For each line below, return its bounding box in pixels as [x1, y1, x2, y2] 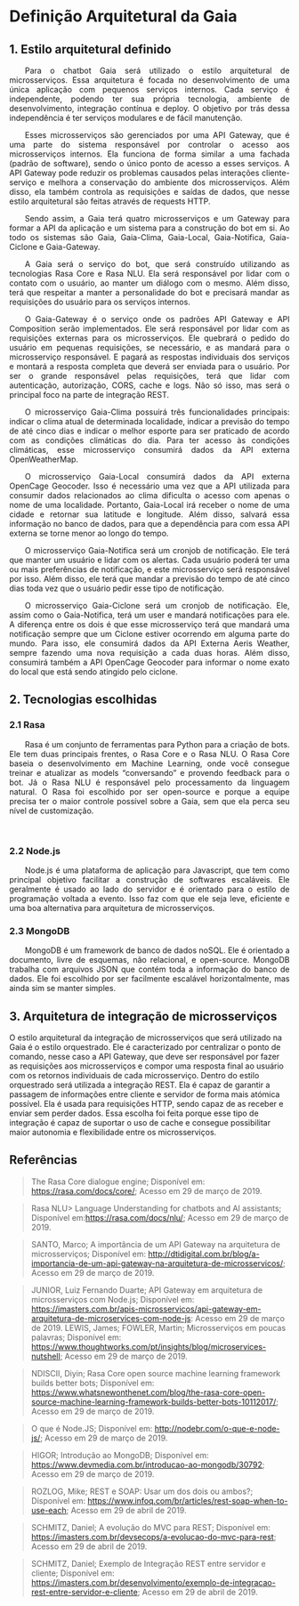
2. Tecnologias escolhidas [9, 692, 158, 707]
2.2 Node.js [9, 844, 61, 857]
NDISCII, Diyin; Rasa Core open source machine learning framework [30, 1368, 281, 1378]
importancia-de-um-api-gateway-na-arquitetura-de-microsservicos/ [30, 1257, 283, 1269]
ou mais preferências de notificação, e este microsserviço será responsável [9, 564, 290, 575]
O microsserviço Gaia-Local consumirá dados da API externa [25, 472, 290, 481]
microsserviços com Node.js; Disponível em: [30, 1294, 195, 1304]
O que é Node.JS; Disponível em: [30, 1423, 153, 1433]
